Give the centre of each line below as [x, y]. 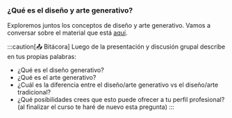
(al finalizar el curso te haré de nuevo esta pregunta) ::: [96, 107]
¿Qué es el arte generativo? [57, 78]
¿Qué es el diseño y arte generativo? [70, 10]
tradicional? [34, 92]
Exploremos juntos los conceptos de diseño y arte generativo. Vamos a [109, 26]
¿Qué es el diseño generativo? [60, 70]
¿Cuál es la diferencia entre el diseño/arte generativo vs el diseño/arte [118, 85]
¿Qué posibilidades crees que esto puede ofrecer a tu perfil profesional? [121, 100]
